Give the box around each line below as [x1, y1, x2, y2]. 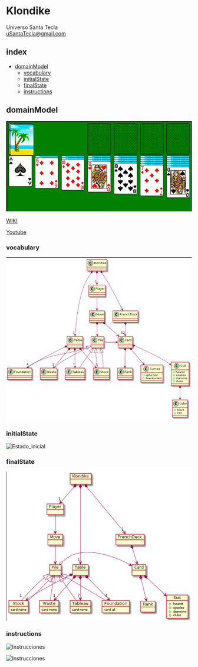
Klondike [6, 4, 51, 18]
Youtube [6, 229, 27, 236]
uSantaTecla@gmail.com [6, 30, 67, 37]
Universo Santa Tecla [6, 24, 58, 31]
